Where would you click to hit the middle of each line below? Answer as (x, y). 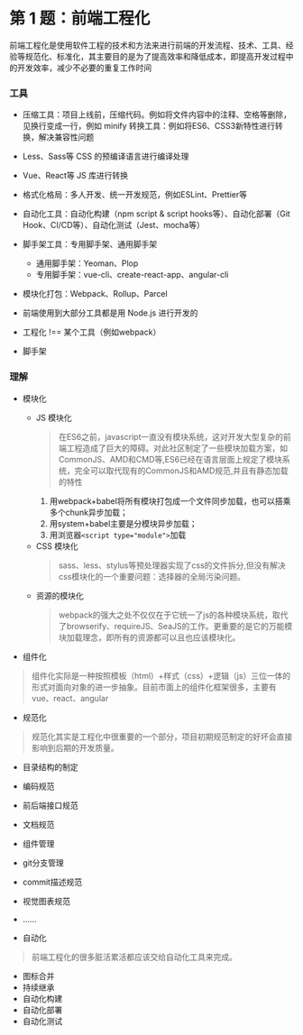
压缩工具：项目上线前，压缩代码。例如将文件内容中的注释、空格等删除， (156, 114)
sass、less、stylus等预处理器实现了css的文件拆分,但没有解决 (172, 565)
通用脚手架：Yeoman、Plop (87, 263)
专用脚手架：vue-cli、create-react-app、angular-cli (132, 275)
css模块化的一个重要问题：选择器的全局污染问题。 (152, 576)
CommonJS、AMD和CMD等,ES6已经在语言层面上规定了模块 (170, 459)
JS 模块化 (54, 417)
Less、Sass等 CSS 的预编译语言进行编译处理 (106, 156)
